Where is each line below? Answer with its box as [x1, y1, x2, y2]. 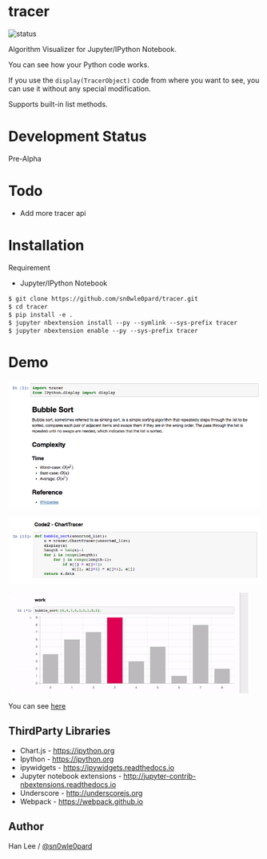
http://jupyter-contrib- [123, 771, 197, 781]
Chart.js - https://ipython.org [19, 745, 115, 755]
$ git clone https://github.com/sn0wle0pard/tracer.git [8, 294, 198, 302]
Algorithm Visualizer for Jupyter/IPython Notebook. [8, 44, 177, 54]
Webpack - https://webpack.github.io [19, 797, 144, 806]
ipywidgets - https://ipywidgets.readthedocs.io [19, 762, 174, 772]
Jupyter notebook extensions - [19, 771, 122, 781]
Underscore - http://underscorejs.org [19, 788, 143, 797]
